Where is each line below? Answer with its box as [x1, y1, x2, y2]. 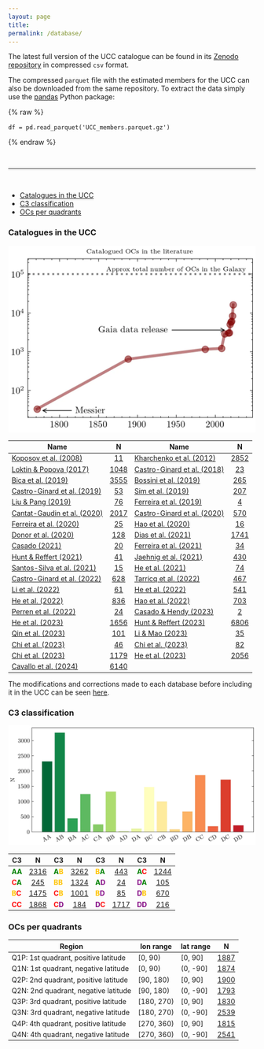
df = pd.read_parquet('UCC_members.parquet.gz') [8, 124, 170, 132]
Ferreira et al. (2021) [134, 541, 203, 550]
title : [8, 20, 30, 29]
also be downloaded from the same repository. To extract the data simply [8, 83, 246, 94]
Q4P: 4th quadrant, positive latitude [11, 1018, 126, 1028]
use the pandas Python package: [8, 92, 115, 102]
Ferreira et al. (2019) [134, 497, 203, 507]
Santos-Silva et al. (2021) [11, 563, 97, 573]
